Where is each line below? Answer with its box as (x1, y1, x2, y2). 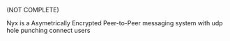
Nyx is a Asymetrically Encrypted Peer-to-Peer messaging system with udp (6, 19, 224, 27)
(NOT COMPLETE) (6, 6, 60, 14)
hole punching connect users (6, 27, 91, 34)
